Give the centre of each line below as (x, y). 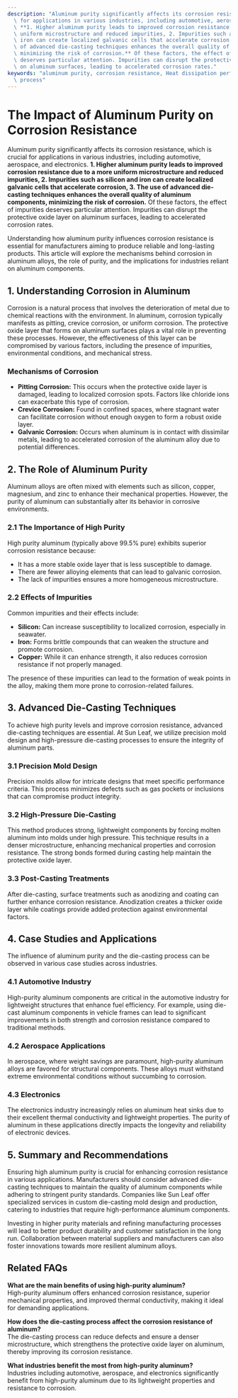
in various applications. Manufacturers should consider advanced (103, 1180)
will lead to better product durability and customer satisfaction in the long (114, 1231)
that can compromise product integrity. (64, 796)
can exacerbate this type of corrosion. (73, 402)
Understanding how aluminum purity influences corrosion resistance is (110, 239)
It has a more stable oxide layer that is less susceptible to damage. (115, 564)
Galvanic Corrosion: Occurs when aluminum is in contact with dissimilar (123, 432)
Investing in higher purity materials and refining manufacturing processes (114, 1224)
